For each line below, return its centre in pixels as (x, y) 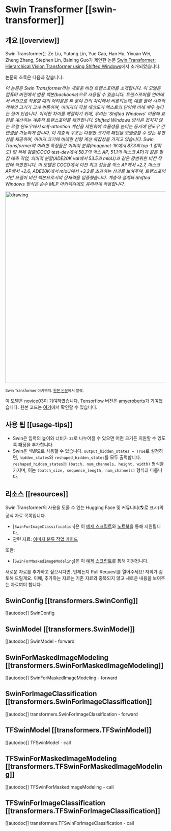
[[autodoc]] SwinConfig (30, 613)
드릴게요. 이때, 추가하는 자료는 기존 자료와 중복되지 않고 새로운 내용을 (83, 578)
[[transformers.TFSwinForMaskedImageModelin (84, 767)
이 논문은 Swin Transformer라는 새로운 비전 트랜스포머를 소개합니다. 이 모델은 (83, 88)
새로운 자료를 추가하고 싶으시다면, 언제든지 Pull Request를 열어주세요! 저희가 (81, 571)
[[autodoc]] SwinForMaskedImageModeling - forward (61, 678)
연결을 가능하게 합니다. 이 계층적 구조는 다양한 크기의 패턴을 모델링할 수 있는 (81, 133)
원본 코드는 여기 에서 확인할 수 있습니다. (59, 407)
